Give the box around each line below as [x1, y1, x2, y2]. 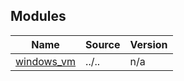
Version [129, 37, 168, 51]
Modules [10, 8, 67, 25]
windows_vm [15, 54, 77, 68]
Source [85, 37, 121, 51]
